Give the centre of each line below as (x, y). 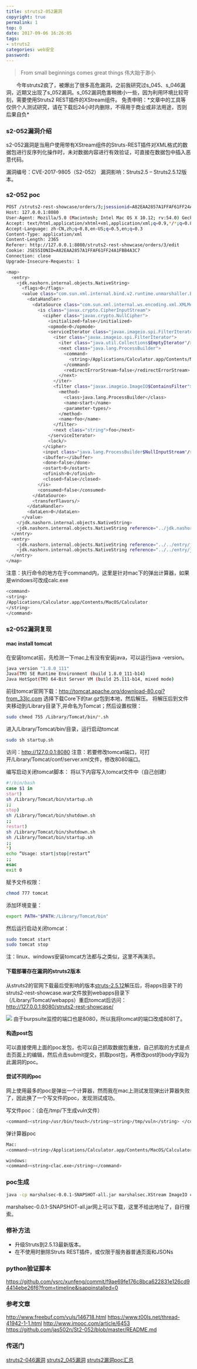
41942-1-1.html (24, 1323)
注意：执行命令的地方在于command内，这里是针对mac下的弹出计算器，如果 (98, 573)
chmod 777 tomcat (27, 893)
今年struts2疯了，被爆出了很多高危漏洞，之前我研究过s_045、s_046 (98, 85)
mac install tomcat (29, 643)
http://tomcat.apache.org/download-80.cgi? (112, 691)
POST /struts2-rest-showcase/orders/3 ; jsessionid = (69, 207)
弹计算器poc (21, 1133)
